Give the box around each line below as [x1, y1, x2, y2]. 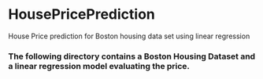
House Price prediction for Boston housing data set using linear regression [8, 31, 250, 41]
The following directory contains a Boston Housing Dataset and [8, 51, 256, 62]
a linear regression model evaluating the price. [8, 60, 191, 71]
